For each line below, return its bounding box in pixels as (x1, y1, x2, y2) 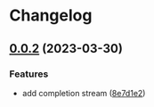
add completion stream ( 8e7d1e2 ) (21, 87, 146, 98)
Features (9, 68, 49, 80)
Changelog (9, 5, 93, 26)
